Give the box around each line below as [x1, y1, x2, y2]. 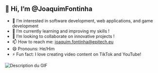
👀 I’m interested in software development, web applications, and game [12, 18, 153, 23]
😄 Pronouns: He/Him [12, 46, 55, 52]
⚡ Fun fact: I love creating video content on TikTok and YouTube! [12, 51, 141, 57]
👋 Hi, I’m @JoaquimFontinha [5, 5, 92, 13]
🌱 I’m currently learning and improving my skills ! [12, 28, 110, 34]
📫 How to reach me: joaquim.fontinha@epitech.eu [12, 38, 114, 44]
